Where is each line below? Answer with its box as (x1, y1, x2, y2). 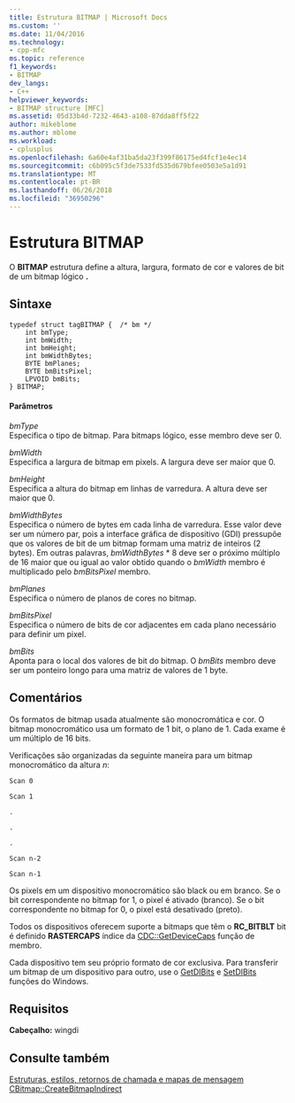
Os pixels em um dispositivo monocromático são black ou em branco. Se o (9, 885, 281, 896)
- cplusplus (9, 144, 53, 153)
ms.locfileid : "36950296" (9, 194, 104, 204)
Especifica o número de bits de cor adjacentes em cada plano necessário (9, 619, 276, 630)
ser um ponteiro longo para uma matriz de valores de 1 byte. (9, 664, 228, 675)
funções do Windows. (9, 975, 89, 986)
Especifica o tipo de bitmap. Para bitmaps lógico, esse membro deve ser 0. (9, 430, 283, 440)
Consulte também (9, 1051, 110, 1066)
